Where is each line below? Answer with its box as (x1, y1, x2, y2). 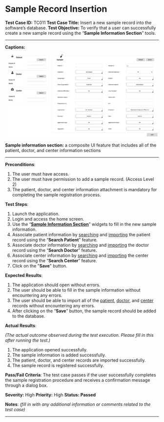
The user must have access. (12, 171, 69, 177)
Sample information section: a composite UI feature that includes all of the (5, 142, 157, 148)
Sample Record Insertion (5, 3, 107, 15)
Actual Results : (5, 323, 37, 329)
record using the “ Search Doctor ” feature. (12, 248, 97, 253)
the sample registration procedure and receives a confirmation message (5, 377, 150, 383)
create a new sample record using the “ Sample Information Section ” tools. (5, 30, 156, 36)
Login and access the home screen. (12, 216, 84, 222)
